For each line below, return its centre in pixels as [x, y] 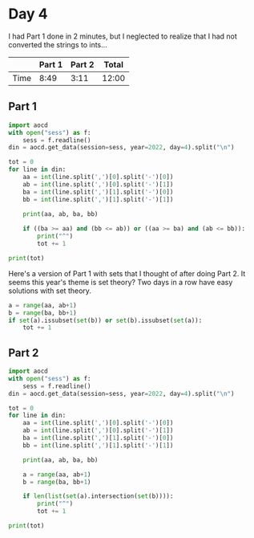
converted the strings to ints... [58, 44]
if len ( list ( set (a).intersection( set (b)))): [98, 496]
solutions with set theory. [50, 291]
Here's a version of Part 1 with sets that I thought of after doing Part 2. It [127, 273]
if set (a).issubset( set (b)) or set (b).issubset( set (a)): [105, 320]
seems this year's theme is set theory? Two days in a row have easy [121, 282]
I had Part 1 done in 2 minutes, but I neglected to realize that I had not [123, 36]
